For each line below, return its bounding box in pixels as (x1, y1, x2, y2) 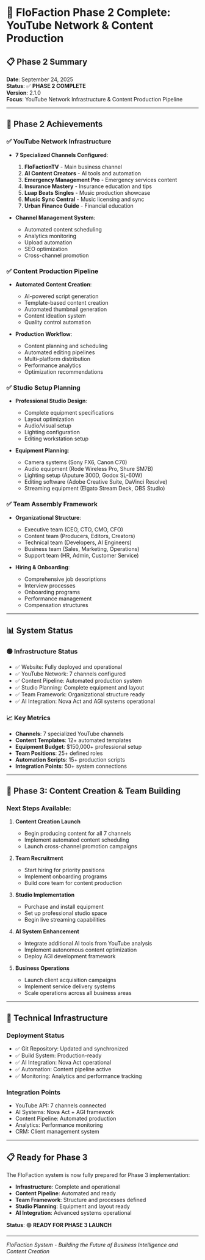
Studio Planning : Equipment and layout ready (15, 1203, 130, 1210)
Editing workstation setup (24, 435, 88, 442)
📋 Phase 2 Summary (6, 56, 88, 67)
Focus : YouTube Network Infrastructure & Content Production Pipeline (6, 96, 183, 103)
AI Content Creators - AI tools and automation (24, 169, 142, 177)
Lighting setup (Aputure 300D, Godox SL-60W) (24, 472, 143, 479)
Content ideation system (24, 311, 87, 319)
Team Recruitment (15, 854, 63, 862)
